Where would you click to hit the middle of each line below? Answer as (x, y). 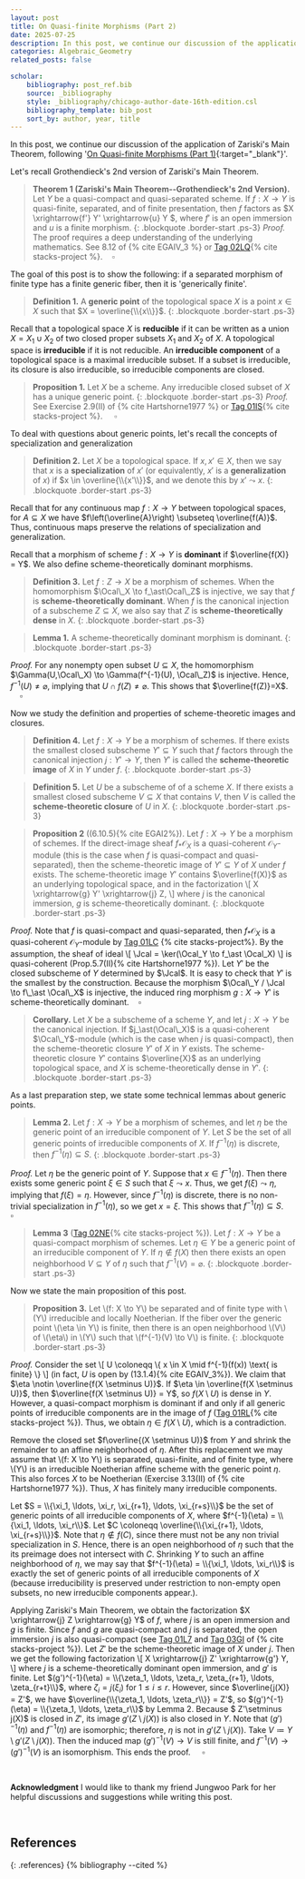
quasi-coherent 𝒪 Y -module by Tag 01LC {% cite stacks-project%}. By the (147, 943)
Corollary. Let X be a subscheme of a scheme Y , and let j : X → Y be (161, 1020)
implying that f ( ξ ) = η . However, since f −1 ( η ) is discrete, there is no (134, 1194)
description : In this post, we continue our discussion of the (132, 43)
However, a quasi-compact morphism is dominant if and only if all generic (148, 1403)
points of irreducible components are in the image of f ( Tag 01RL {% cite (144, 1413)
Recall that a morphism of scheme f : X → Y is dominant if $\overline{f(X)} (150, 555)
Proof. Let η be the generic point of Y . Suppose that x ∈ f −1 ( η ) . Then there (149, 1173)
